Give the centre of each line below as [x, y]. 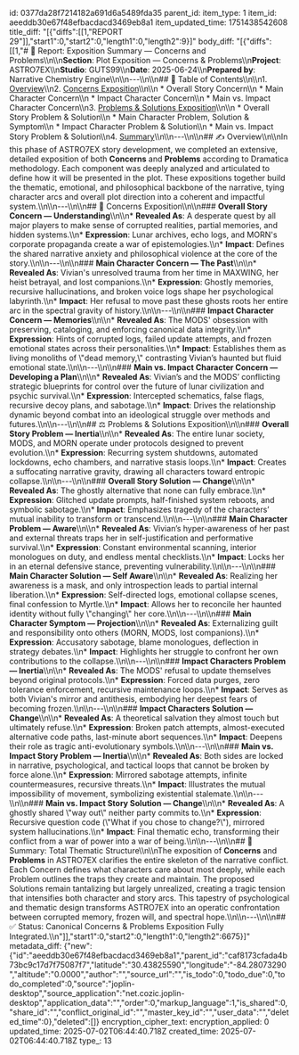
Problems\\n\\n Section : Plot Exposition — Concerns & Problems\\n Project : [145, 60]
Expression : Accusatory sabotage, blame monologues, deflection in [134, 642]
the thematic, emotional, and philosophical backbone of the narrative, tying [147, 187]
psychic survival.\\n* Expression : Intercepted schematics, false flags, [137, 396]
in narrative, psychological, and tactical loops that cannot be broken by [139, 765]
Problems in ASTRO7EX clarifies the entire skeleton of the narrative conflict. [149, 860]
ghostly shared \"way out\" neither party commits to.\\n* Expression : [135, 812]
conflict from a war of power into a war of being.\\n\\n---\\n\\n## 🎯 [131, 841]
